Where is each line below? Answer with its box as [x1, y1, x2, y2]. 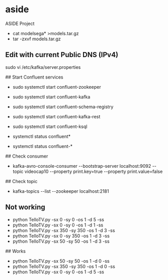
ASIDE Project [5, 20, 35, 27]
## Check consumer [5, 153, 48, 159]
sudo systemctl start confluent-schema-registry [12, 104, 114, 110]
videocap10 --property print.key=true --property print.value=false [24, 168, 163, 174]
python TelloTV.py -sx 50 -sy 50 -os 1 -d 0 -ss [12, 258, 110, 264]
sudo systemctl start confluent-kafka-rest [12, 113, 101, 119]
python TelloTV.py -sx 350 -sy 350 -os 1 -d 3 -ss [12, 227, 116, 233]
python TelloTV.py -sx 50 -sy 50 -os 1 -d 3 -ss [12, 238, 110, 244]
